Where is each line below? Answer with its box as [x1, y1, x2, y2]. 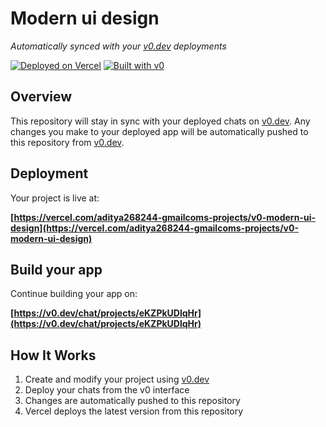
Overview [10, 88, 73, 106]
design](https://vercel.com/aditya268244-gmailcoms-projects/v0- [10, 222, 299, 234]
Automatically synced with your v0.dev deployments [10, 40, 227, 52]
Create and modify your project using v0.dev [24, 373, 210, 386]
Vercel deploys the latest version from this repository [24, 405, 244, 417]
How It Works [10, 347, 97, 364]
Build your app [10, 261, 103, 278]
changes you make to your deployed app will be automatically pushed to [10, 125, 309, 137]
